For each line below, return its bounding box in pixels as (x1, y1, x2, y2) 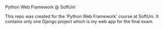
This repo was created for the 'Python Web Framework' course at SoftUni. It (5, 14, 159, 19)
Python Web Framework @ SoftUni (5, 4, 76, 10)
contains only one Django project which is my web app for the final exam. (5, 19, 154, 24)
